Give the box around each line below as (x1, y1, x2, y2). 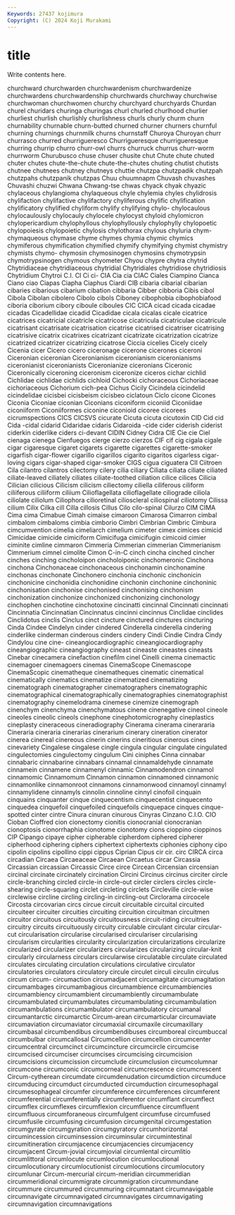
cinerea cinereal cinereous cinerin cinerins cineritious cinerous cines (7, 736, 207, 744)
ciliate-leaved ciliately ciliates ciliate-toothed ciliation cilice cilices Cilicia (7, 474, 217, 482)
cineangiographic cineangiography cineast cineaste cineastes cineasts (7, 646, 213, 654)
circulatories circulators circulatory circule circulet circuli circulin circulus (7, 968, 220, 976)
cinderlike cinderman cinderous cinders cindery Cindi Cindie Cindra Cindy (7, 631, 223, 639)
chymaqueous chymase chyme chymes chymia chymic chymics (7, 234, 193, 242)
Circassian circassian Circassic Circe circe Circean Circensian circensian (7, 863, 220, 871)
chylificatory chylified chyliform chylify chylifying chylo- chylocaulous (7, 204, 210, 212)
